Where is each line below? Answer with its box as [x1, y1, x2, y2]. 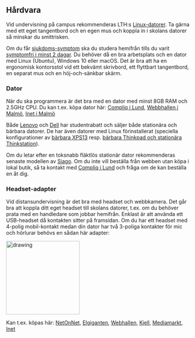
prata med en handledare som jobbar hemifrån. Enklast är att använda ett [6, 211, 183, 218]
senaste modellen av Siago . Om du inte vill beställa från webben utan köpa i [6, 158, 189, 165]
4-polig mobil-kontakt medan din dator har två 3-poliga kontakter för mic [6, 223, 183, 230]
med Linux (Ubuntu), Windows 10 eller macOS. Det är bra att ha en [6, 57, 167, 64]
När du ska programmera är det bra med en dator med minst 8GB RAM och [6, 97, 188, 105]
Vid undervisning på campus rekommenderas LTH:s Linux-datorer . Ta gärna [6, 21, 190, 28]
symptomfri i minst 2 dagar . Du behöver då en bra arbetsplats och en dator [6, 50, 187, 58]
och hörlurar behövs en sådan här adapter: [6, 229, 110, 236]
